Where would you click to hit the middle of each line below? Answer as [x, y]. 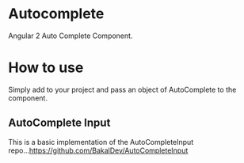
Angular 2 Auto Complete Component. [71, 36]
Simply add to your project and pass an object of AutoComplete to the [122, 89]
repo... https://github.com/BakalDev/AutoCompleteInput [98, 150]
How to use [46, 68]
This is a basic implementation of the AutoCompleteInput [101, 142]
